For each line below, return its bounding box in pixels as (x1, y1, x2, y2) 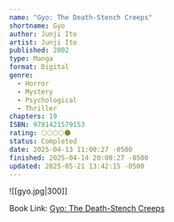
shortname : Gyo (9, 21, 66, 30)
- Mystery (17, 87, 53, 96)
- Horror (17, 79, 50, 88)
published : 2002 (9, 46, 69, 55)
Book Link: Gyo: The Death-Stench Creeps (9, 203, 165, 214)
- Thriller (17, 104, 58, 113)
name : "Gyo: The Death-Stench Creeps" (9, 12, 153, 22)
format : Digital (9, 63, 69, 72)
